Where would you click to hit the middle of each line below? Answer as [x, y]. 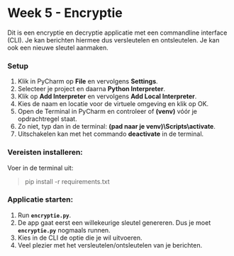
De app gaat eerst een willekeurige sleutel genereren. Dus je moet [114, 222]
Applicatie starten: [40, 199]
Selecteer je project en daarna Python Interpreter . [91, 89]
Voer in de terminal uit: [40, 168]
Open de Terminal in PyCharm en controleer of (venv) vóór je [107, 112]
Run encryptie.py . [44, 215]
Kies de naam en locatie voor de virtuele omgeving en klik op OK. [113, 104]
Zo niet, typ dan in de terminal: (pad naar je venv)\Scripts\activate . [117, 127]
